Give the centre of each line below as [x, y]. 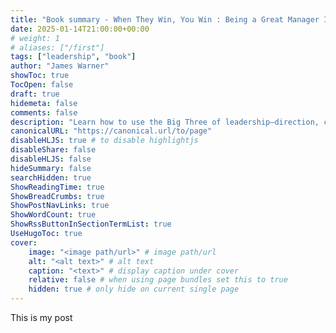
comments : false [44, 112]
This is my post [41, 317]
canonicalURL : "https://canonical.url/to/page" [111, 131]
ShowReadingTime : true [57, 187]
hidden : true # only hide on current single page [134, 289]
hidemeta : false [44, 103]
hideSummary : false [51, 168]
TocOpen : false [42, 85]
